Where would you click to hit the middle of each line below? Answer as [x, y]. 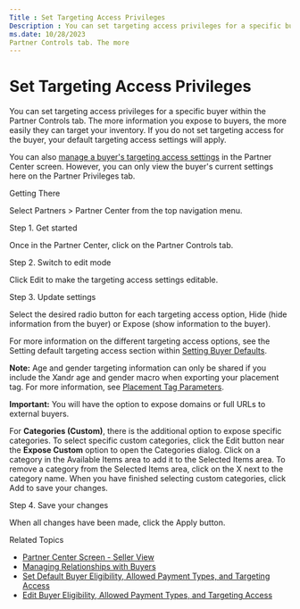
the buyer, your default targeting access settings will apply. [118, 140]
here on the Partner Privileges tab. [72, 176]
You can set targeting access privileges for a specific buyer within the [137, 112]
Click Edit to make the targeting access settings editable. [114, 280]
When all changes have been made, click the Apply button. [117, 522]
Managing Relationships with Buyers [89, 567]
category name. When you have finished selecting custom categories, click [148, 479]
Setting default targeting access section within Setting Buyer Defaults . [138, 351]
